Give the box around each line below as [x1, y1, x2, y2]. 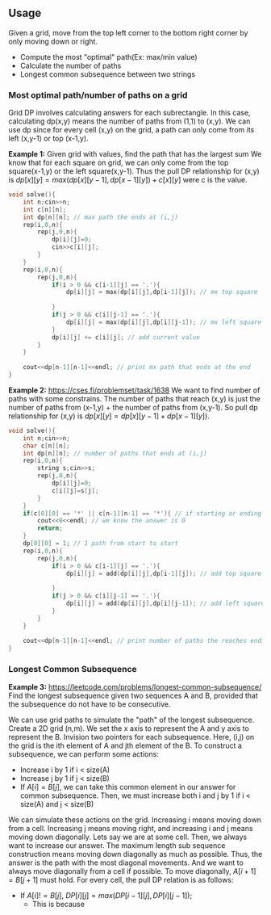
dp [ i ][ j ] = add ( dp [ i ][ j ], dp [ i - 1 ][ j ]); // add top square [65, 569, 262, 577]
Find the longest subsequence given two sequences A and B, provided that [8, 690, 258, 700]
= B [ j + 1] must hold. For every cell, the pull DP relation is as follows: [8, 875, 234, 884]
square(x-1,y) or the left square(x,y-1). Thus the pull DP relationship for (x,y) [8, 166, 260, 176]
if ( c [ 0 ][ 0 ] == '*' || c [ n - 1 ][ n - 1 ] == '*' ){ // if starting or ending [23, 509, 262, 518]
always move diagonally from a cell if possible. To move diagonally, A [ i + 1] [8, 866, 256, 875]
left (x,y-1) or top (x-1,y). [8, 133, 89, 144]
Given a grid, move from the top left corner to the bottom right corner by [8, 27, 248, 37]
